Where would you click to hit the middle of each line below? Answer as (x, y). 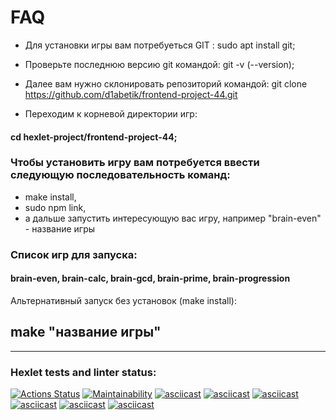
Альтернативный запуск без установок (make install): (123, 300)
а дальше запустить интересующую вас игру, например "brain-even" (173, 218)
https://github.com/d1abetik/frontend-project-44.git (131, 94)
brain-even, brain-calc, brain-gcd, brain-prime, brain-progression (150, 278)
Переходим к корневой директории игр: (111, 113)
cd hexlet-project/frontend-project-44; (94, 137)
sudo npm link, (55, 207)
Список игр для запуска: (74, 254)
